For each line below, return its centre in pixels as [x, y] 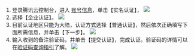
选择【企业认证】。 [34, 17]
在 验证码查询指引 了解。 [41, 47]
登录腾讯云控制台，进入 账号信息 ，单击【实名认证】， [77, 10]
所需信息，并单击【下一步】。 [53, 32]
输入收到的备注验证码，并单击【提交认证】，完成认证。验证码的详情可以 [100, 40]
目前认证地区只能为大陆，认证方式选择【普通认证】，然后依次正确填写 [97, 25]
